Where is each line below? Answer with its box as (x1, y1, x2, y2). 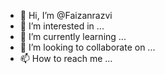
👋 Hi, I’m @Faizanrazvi (19, 10, 113, 21)
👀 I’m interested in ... (19, 20, 105, 32)
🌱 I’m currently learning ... (19, 31, 127, 42)
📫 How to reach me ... (19, 53, 113, 64)
